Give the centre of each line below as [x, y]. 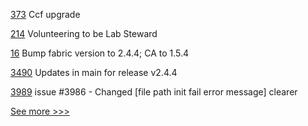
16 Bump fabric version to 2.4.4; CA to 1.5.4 [100, 53]
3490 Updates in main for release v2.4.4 [94, 72]
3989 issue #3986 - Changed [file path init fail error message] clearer [154, 92]
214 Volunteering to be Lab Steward [84, 33]
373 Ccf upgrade [45, 14]
